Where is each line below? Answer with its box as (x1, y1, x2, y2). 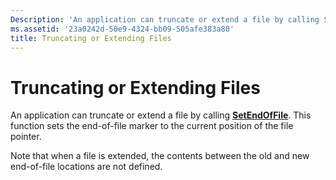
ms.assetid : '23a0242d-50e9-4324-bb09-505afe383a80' (10, 24, 235, 34)
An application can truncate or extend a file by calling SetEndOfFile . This (10, 109, 312, 121)
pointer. (10, 131, 42, 143)
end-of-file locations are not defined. (10, 161, 163, 173)
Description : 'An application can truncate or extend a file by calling (10, 14, 320, 25)
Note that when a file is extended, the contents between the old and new (10, 150, 310, 162)
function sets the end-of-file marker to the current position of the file (10, 120, 294, 132)
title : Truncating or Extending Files (10, 33, 172, 43)
